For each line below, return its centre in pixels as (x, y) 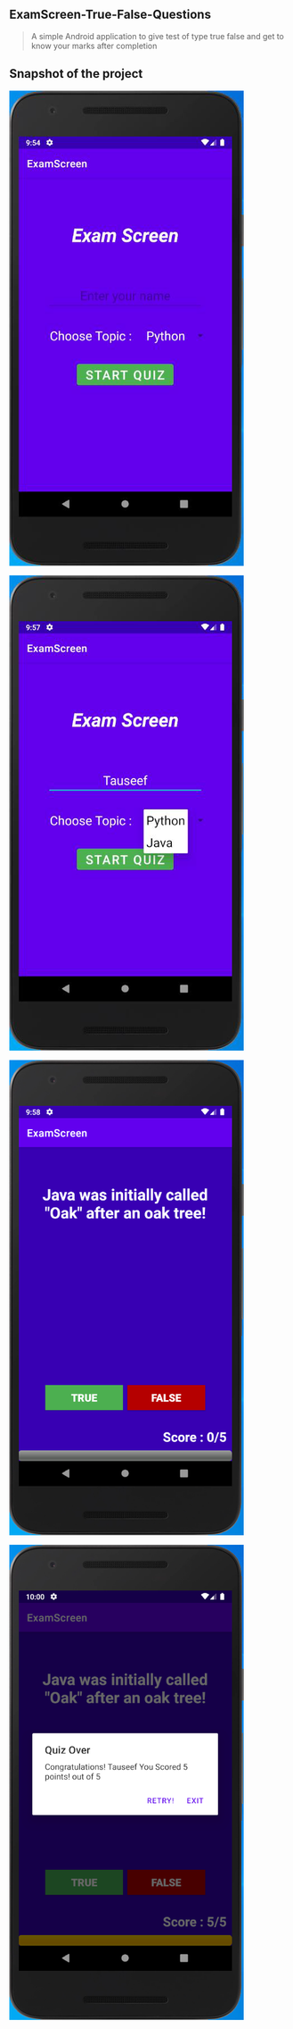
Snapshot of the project (76, 74)
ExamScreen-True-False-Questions (110, 15)
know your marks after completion (94, 46)
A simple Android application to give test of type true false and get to (158, 36)
